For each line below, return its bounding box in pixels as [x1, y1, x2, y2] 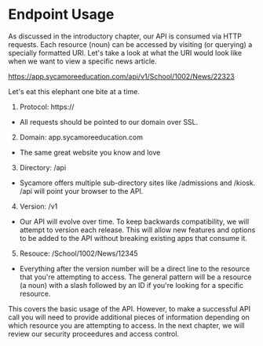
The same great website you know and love [19, 148, 161, 157]
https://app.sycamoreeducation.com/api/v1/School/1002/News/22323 [8, 71, 235, 81]
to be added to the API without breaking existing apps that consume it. [19, 233, 247, 242]
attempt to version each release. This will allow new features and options [19, 225, 256, 235]
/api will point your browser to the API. [19, 186, 144, 195]
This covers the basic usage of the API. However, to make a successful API [8, 304, 251, 313]
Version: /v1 [19, 202, 58, 211]
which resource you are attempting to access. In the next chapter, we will [8, 320, 245, 330]
